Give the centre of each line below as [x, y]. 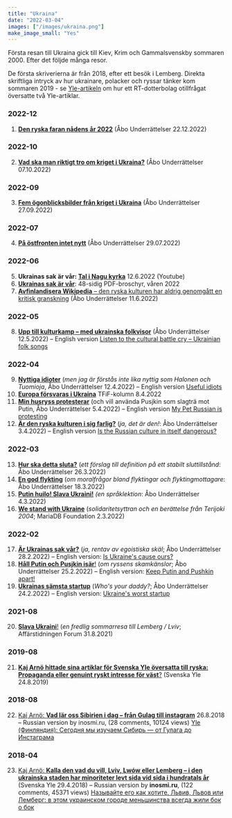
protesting [33, 416]
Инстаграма [36, 737]
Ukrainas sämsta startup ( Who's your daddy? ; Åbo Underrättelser [113, 586]
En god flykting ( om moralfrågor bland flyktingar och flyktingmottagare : [122, 479]
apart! [26, 578]
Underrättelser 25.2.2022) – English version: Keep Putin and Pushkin [116, 571]
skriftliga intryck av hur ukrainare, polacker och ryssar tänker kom [102, 81]
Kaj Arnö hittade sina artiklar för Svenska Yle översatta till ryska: [113, 667]
